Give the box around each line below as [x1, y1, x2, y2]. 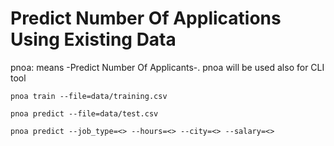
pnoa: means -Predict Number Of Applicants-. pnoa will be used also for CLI [10, 61, 325, 73]
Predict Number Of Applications [10, 7, 282, 30]
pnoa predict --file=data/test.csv [10, 108, 159, 119]
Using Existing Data [10, 28, 177, 51]
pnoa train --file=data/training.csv [10, 91, 168, 101]
